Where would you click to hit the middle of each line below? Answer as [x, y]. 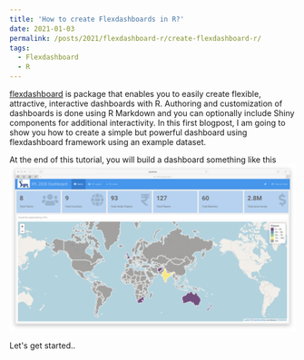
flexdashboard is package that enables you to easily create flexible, [135, 94]
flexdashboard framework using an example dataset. [108, 142]
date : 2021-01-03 [42, 29]
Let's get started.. [43, 345]
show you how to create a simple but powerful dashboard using [128, 132]
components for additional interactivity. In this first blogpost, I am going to [147, 123]
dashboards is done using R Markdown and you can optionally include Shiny [152, 113]
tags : [20, 48]
